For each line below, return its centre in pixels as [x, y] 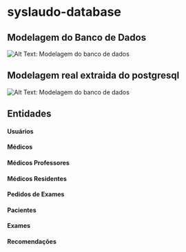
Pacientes [22, 210]
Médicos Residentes [37, 178]
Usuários [20, 131]
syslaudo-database [64, 12]
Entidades [29, 114]
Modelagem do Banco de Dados [77, 38]
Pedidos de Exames [36, 194]
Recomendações [32, 241]
